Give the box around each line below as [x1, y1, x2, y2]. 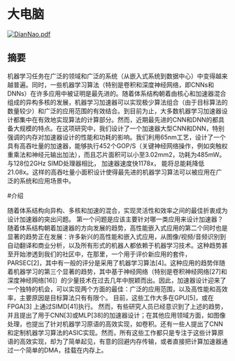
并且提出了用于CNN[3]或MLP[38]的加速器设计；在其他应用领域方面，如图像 [7, 311, 226, 319]
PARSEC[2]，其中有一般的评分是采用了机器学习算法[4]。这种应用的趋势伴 [7, 258, 220, 267]
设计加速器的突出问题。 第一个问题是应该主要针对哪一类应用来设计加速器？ [7, 214, 224, 223]
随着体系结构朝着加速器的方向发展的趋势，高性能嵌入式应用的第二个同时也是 [7, 223, 228, 232]
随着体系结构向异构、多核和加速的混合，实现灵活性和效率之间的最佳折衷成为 [7, 206, 228, 214]
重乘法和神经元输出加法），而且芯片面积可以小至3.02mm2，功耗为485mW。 [7, 150, 226, 159]
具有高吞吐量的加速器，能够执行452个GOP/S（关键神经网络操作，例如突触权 [7, 141, 229, 150]
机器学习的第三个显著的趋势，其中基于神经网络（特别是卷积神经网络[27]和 [13, 267, 227, 276]
